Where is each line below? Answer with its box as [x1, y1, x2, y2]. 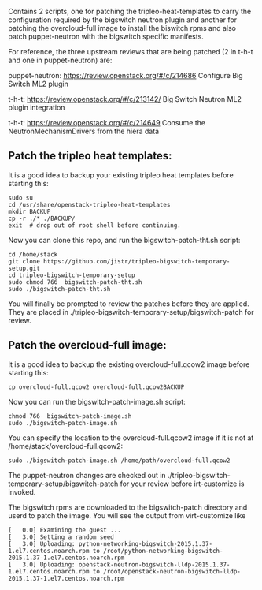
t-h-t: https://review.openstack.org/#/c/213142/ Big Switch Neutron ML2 [8, 95, 242, 103]
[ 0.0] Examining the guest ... [8, 526, 122, 534]
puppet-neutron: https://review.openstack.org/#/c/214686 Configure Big [8, 71, 243, 80]
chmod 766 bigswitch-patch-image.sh [8, 412, 132, 420]
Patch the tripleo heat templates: [8, 149, 172, 162]
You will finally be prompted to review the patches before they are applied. [8, 299, 249, 308]
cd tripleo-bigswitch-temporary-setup [8, 271, 135, 279]
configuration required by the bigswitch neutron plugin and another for [8, 15, 238, 24]
